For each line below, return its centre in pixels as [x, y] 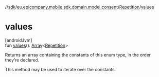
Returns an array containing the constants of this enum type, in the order [78, 55]
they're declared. [22, 60]
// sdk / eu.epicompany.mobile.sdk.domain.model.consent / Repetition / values [79, 7]
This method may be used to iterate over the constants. [61, 69]
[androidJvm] [19, 40]
